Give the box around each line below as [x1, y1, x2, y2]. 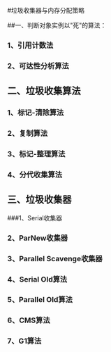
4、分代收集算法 [7, 170, 63, 180]
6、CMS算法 [7, 315, 50, 325]
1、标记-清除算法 [7, 108, 64, 118]
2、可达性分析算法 [7, 61, 70, 70]
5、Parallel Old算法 [7, 295, 73, 305]
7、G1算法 [7, 337, 42, 346]
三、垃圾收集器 [7, 194, 72, 206]
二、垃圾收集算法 [7, 85, 81, 97]
